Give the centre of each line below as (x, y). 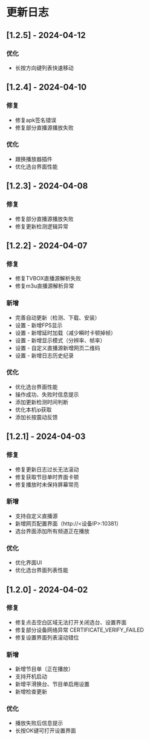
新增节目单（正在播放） (44, 669)
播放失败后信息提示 (39, 723)
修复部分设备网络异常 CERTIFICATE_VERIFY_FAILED (79, 630)
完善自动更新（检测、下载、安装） (57, 317)
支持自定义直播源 (36, 516)
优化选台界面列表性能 (41, 570)
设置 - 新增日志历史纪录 (44, 355)
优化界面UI (28, 563)
